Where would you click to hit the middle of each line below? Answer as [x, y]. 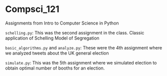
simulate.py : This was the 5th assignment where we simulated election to [81, 62]
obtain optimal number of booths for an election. [55, 68]
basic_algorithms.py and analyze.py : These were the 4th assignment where [84, 47]
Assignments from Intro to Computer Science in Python [62, 23]
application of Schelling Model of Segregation [52, 38]
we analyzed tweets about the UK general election [57, 53]
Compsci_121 [32, 9]
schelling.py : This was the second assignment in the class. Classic [75, 32]
